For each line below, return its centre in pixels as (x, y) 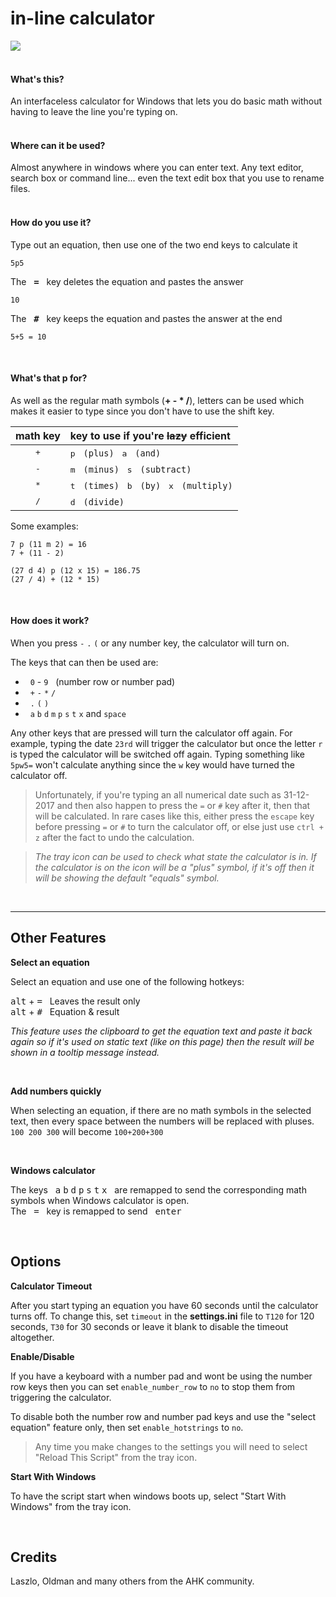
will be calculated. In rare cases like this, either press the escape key (174, 816)
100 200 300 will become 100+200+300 (87, 1131)
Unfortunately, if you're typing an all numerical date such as (158, 794)
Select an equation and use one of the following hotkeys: (127, 981)
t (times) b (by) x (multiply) (151, 485)
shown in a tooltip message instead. (85, 1052)
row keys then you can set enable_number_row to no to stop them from (153, 1386)
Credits (34, 1557)
